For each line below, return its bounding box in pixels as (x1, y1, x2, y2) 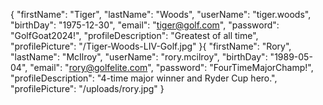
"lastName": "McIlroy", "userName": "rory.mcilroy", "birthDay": (10, 51, 268, 63)
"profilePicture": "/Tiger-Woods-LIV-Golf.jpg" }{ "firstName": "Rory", (10, 40, 292, 52)
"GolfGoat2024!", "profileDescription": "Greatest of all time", (10, 30, 259, 41)
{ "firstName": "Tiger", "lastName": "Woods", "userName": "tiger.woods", (10, 9, 312, 20)
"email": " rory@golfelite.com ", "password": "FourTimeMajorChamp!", (29, 62, 314, 73)
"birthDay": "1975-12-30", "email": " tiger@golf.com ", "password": (10, 19, 280, 31)
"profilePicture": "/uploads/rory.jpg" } (10, 83, 165, 94)
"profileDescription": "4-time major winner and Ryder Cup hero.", (10, 72, 278, 84)
